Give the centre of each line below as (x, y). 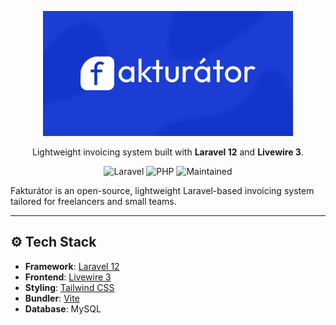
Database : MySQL (63, 308)
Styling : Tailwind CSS (69, 287)
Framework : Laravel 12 (72, 266)
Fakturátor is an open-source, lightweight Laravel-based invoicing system (162, 190)
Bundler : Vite (52, 298)
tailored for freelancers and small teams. (93, 201)
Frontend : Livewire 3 (68, 277)
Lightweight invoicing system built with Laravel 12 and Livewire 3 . (168, 152)
